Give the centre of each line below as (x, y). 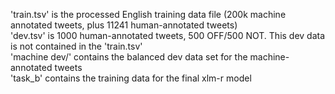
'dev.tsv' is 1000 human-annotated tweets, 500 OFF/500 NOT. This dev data (168, 35)
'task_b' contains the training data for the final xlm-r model (131, 78)
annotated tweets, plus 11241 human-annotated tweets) (124, 25)
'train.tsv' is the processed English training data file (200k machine (148, 14)
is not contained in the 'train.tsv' (76, 46)
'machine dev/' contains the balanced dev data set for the (129, 57)
